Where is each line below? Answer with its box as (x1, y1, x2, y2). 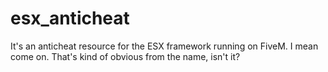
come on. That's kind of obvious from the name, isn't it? (10, 50, 241, 62)
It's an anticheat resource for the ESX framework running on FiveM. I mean (10, 40, 319, 52)
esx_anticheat (10, 7, 130, 30)
